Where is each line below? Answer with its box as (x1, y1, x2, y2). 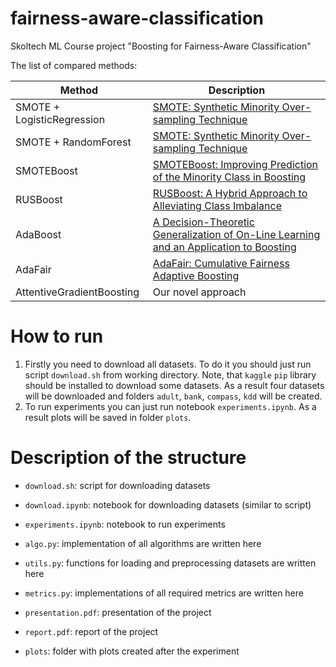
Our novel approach (152, 285, 247, 299)
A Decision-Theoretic (152, 215, 255, 229)
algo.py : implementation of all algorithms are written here (24, 537, 262, 549)
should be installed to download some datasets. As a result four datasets (24, 379, 325, 391)
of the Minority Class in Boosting (152, 170, 307, 184)
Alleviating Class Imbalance (152, 198, 282, 212)
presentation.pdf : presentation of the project (24, 606, 212, 618)
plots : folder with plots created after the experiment (24, 645, 240, 657)
